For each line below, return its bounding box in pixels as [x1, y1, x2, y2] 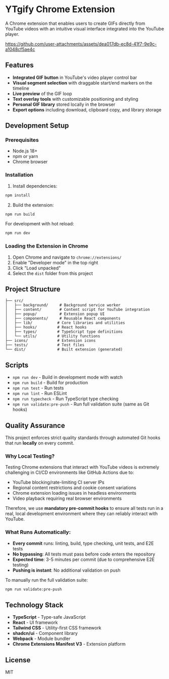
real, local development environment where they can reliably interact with [5, 510, 158, 517]
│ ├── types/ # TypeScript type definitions [5, 329, 123, 335]
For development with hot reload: [5, 221, 74, 227]
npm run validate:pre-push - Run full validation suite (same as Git [12, 401, 150, 407]
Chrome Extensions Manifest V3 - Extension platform [12, 641, 126, 647]
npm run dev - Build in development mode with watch [12, 374, 123, 380]
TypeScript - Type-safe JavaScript [12, 614, 86, 620]
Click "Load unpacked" [12, 265, 61, 271]
